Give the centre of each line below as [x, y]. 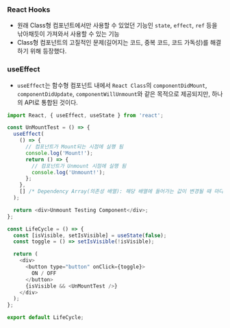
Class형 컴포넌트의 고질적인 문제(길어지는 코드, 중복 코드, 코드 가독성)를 [113, 43]
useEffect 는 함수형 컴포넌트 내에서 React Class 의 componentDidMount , [112, 85]
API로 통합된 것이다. [51, 102]
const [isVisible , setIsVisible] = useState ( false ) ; [90, 235]
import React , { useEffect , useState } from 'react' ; [86, 115]
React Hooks [29, 10]
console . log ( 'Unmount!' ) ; [69, 172]
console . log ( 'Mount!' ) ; [59, 153]
